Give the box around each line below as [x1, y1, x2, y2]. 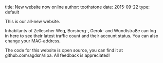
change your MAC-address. [5, 38, 61, 44]
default [5, 9, 19, 15]
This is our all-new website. [5, 19, 60, 24]
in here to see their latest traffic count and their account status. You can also [5, 33, 159, 38]
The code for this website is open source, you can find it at [5, 48, 123, 53]
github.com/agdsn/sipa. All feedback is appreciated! [5, 52, 110, 58]
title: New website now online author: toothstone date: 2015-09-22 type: [5, 4, 150, 10]
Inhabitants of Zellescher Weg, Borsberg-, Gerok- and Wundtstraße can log [5, 28, 157, 33]
